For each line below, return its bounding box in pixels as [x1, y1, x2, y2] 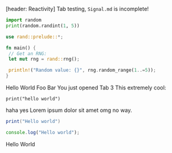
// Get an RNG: [8, 50, 47, 57]
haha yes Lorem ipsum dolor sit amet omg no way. [5, 106, 132, 114]
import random [5, 17, 42, 23]
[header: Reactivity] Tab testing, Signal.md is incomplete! [5, 6, 149, 12]
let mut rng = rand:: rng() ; [8, 56, 80, 62]
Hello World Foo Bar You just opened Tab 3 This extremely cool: [5, 84, 167, 91]
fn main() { [5, 45, 36, 51]
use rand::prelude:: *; [5, 34, 63, 40]
